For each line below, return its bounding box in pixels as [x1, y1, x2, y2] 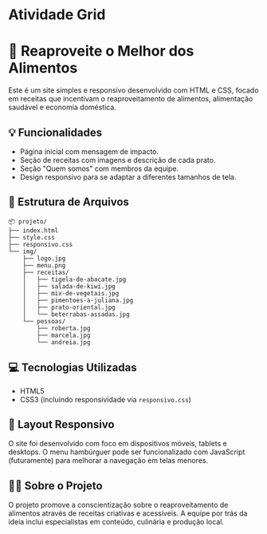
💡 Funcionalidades [8, 125, 102, 139]
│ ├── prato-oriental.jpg [22, 303, 116, 311]
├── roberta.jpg [37, 324, 91, 332]
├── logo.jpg [22, 254, 66, 263]
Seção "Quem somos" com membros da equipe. [19, 164, 179, 173]
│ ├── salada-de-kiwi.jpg [22, 282, 116, 291]
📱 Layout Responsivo [8, 417, 115, 431]
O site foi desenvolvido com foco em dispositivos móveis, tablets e [8, 439, 227, 449]
